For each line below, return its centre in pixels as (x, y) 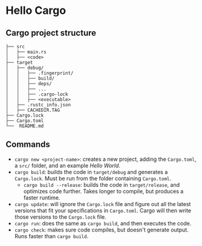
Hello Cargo (36, 11)
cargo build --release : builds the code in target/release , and (101, 184)
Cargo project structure (51, 33)
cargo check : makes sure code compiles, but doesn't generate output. (101, 230)
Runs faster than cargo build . (51, 236)
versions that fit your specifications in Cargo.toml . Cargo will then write (103, 210)
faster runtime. (42, 198)
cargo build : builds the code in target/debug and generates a (91, 172)
